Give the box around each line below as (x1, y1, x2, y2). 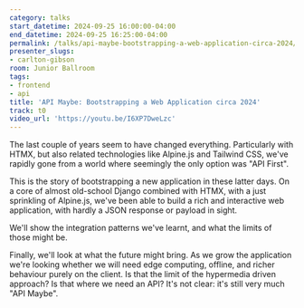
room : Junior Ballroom (9, 64, 95, 73)
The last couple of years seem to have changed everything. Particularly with (9, 140, 294, 150)
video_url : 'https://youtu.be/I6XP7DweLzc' (9, 114, 176, 123)
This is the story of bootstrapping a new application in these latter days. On (9, 176, 290, 187)
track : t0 (9, 106, 47, 115)
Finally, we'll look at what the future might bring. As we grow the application (9, 250, 292, 261)
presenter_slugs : (9, 47, 75, 56)
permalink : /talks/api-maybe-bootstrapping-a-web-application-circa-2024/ (9, 38, 298, 48)
